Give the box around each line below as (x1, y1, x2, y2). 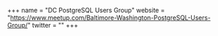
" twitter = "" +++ (27, 21, 79, 29)
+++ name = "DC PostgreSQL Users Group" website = (7, 6, 165, 14)
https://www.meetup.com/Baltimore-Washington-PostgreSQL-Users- (10, 13, 211, 22)
